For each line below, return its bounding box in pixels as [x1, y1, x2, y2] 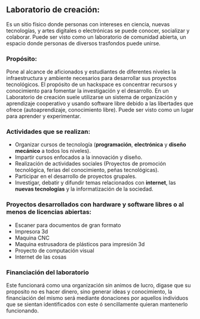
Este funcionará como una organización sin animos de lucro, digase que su [6, 282, 191, 289]
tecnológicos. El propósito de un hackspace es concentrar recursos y [6, 81, 177, 88]
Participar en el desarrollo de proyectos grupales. [14, 173, 137, 180]
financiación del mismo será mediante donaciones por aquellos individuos [6, 295, 189, 301]
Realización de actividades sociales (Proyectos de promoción [14, 160, 166, 167]
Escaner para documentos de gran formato [14, 221, 121, 229]
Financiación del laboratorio [6, 268, 90, 277]
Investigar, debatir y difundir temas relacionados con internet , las [14, 179, 176, 186]
